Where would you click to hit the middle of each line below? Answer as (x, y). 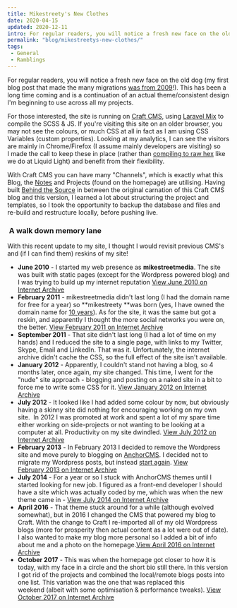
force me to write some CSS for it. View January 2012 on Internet (112, 387)
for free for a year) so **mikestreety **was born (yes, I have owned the (121, 305)
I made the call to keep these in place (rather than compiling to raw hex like (116, 153)
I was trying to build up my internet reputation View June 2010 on (113, 282)
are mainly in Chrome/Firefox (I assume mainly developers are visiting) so (114, 146)
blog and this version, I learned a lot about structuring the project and (108, 197)
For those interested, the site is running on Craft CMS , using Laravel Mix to (116, 116)
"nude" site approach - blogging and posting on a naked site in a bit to (120, 380)
